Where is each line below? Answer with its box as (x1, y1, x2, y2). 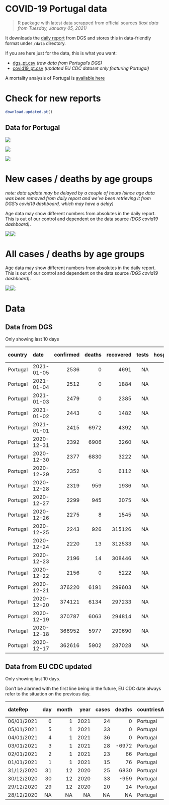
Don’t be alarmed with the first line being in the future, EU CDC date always (5, 685, 161, 692)
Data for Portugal (5, 123, 60, 132)
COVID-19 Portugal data (5, 3, 107, 15)
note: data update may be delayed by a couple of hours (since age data (5, 190, 155, 196)
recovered (106, 351, 132, 359)
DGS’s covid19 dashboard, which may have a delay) (5, 200, 114, 207)
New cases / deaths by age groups (5, 173, 153, 184)
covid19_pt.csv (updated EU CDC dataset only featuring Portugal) (12, 65, 149, 71)
